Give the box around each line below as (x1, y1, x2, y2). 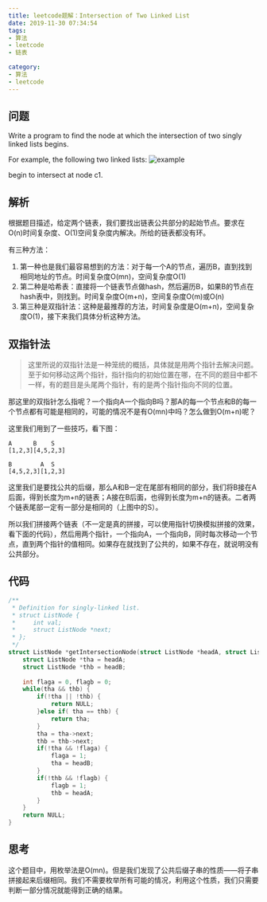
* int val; (11, 618, 62, 626)
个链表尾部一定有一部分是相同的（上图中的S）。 (8, 503, 163, 512)
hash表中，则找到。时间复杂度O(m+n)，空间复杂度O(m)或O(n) (19, 292, 225, 301)
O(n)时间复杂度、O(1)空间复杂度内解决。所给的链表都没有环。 (8, 228, 211, 237)
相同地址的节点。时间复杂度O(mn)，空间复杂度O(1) (19, 272, 187, 281)
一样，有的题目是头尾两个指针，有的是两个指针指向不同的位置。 (27, 380, 237, 390)
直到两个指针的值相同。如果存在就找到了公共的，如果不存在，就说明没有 (21, 539, 259, 549)
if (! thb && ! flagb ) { (37, 774, 109, 782)
